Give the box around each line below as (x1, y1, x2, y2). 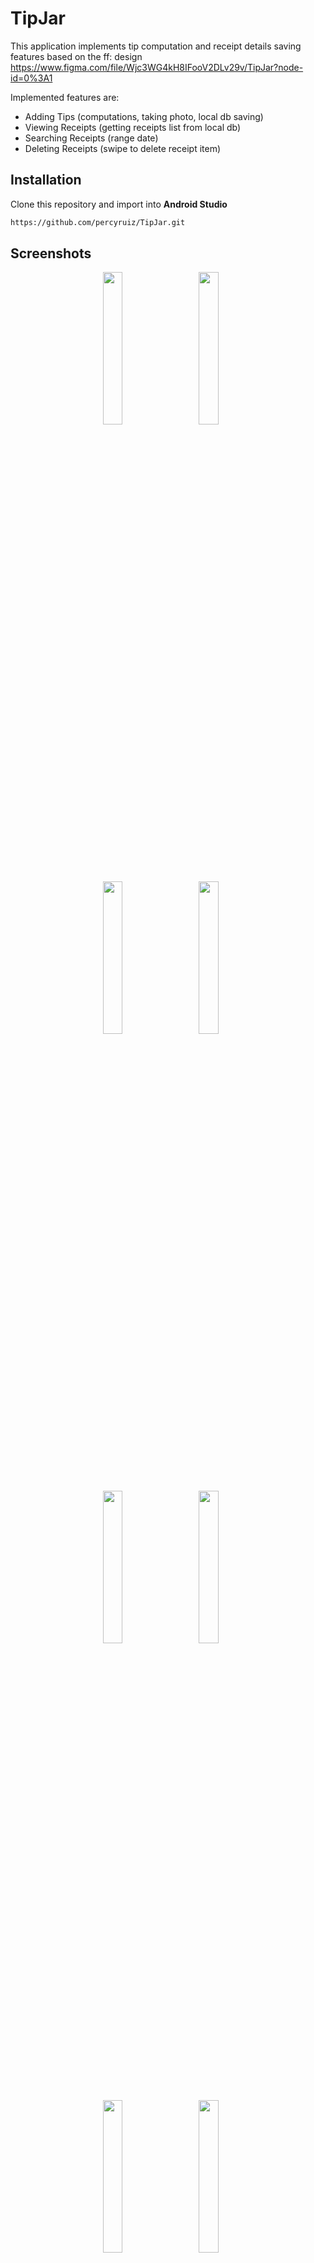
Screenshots (10, 245, 92, 262)
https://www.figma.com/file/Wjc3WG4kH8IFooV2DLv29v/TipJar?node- (10, 61, 304, 73)
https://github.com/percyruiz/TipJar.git (10, 217, 186, 227)
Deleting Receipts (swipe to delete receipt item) (24, 142, 222, 154)
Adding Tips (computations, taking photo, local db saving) (24, 110, 264, 122)
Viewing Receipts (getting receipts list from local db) (24, 121, 242, 133)
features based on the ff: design (10, 50, 143, 62)
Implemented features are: (10, 91, 120, 103)
